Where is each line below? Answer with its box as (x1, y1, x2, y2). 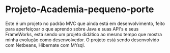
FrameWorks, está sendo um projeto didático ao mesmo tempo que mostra (5, 31, 162, 37)
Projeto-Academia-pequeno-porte (5, 4, 154, 15)
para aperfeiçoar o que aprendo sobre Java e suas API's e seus (5, 25, 139, 32)
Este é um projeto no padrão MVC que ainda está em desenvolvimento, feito (5, 20, 165, 26)
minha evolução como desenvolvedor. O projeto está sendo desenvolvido (5, 37, 159, 43)
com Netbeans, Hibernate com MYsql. (5, 42, 86, 48)
